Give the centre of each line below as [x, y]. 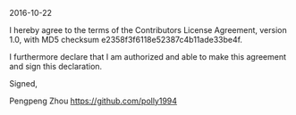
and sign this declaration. [56, 66]
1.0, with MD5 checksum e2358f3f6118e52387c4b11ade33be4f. [126, 40]
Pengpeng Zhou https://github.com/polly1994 [93, 101]
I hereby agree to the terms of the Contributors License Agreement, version [148, 30]
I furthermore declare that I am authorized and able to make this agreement [148, 57]
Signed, [23, 83]
